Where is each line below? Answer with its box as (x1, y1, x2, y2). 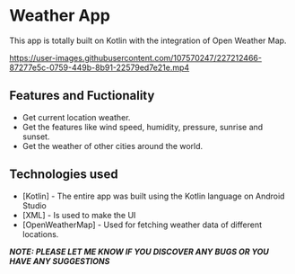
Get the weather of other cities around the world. (22, 140, 204, 151)
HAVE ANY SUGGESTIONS (9, 255, 110, 266)
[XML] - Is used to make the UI (22, 209, 136, 220)
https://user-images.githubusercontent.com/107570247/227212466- (9, 52, 263, 63)
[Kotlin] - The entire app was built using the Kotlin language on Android (22, 190, 285, 201)
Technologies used (9, 167, 118, 182)
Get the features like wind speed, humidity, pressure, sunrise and (22, 121, 264, 132)
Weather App (9, 5, 110, 26)
